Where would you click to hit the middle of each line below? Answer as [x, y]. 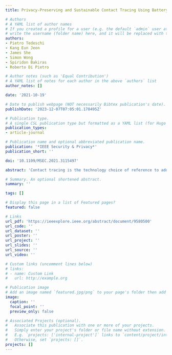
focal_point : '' [27, 307]
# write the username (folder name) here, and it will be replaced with [84, 34]
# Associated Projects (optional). [43, 321]
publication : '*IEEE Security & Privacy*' [51, 147]
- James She [18, 53]
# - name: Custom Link [29, 273]
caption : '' [23, 302]
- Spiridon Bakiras [26, 62]
